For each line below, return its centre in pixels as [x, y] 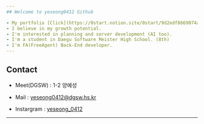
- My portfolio [25, 23]
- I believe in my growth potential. [54, 28]
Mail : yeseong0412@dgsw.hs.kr [56, 97]
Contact [22, 70]
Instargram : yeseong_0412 [49, 109]
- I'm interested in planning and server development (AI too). [89, 34]
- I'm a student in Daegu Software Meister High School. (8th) [88, 40]
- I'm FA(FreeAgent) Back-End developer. [59, 45]
